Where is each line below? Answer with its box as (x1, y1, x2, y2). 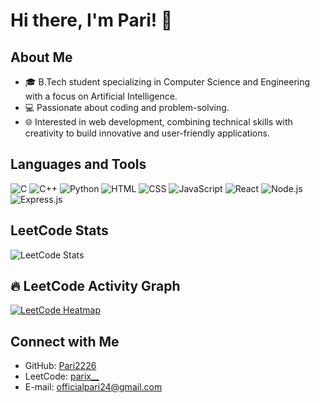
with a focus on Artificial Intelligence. (24, 90, 178, 102)
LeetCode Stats (10, 222, 109, 239)
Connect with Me (10, 333, 120, 350)
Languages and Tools (10, 156, 147, 173)
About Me (10, 49, 73, 66)
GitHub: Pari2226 (24, 360, 97, 372)
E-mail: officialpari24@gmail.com (24, 381, 163, 393)
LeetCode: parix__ (24, 370, 100, 383)
